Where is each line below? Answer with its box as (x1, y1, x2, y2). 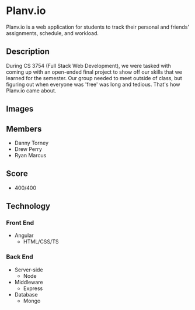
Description (6, 47, 50, 57)
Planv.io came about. (6, 87, 57, 94)
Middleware (14, 278, 43, 285)
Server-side (14, 266, 43, 273)
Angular (14, 232, 34, 239)
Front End (6, 219, 34, 227)
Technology (6, 201, 51, 211)
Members (6, 124, 42, 134)
